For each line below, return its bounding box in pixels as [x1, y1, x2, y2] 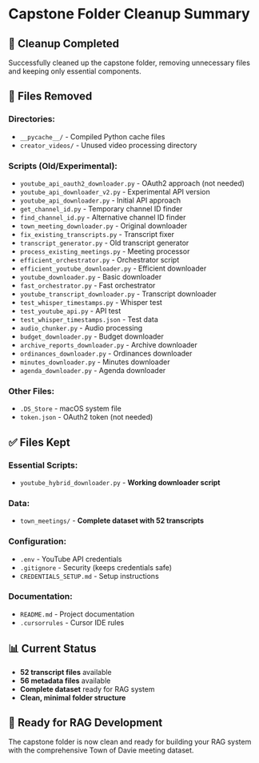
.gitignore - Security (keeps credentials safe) [19, 562, 173, 572]
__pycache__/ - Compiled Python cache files [19, 131, 165, 141]
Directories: [8, 114, 56, 125]
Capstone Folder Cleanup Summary [8, 5, 250, 23]
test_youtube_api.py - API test [19, 306, 122, 315]
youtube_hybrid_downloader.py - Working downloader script [19, 477, 221, 487]
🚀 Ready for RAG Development [8, 716, 163, 729]
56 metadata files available [19, 676, 111, 685]
